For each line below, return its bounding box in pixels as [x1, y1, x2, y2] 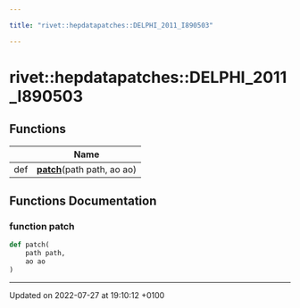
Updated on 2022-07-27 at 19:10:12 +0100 [9, 289, 165, 300]
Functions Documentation [9, 194, 157, 209]
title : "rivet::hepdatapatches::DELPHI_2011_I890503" [9, 21, 214, 29]
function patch [9, 220, 75, 232]
